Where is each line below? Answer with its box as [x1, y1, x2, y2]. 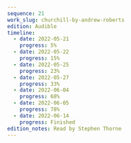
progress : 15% [19, 55, 60, 62]
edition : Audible [7, 23, 57, 30]
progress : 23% [19, 67, 60, 74]
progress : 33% [19, 80, 60, 87]
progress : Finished [19, 118, 76, 126]
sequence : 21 [7, 10, 45, 17]
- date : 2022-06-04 [13, 87, 70, 93]
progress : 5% [19, 42, 57, 49]
